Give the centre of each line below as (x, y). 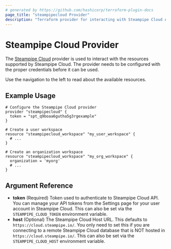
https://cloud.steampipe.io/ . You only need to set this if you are (81, 225)
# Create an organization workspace (44, 152)
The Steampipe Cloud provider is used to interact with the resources (77, 59)
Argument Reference (39, 185)
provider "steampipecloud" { (36, 112)
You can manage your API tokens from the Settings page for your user (86, 203)
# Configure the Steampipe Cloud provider (51, 108)
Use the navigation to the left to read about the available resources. (76, 80)
